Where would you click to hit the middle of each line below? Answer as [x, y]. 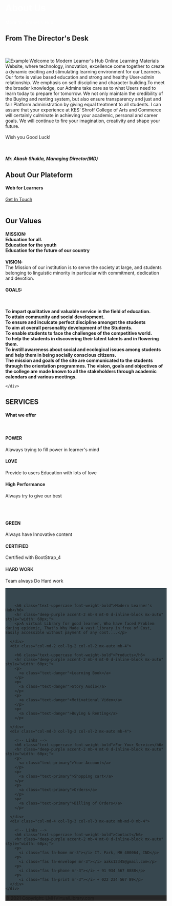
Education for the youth [31, 245]
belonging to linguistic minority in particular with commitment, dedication [82, 273]
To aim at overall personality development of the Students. [69, 327]
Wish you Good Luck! [28, 137]
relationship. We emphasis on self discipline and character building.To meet [85, 82]
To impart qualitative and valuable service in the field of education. [78, 311]
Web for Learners [24, 188]
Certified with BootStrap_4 [33, 557]
